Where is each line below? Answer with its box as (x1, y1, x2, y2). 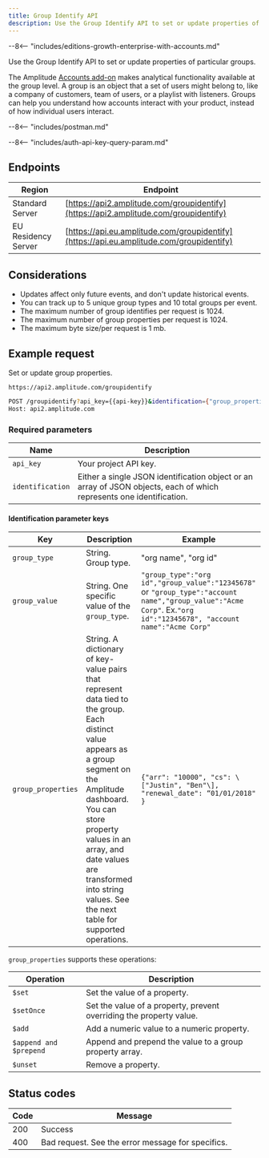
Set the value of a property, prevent (86, 1000, 220, 1011)
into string (85, 884, 124, 895)
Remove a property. (86, 1059, 160, 1071)
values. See (85, 894, 130, 906)
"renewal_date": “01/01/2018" (141, 789, 256, 798)
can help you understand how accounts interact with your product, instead (8, 98, 255, 107)
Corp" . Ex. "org (141, 604, 195, 615)
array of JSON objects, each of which (77, 481, 219, 492)
